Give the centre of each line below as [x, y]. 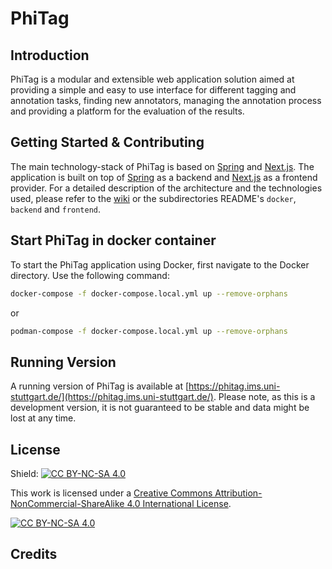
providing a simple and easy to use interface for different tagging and [153, 90]
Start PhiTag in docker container [113, 240]
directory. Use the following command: [90, 275]
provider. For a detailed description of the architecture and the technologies [166, 188]
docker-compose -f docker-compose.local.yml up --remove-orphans [149, 293]
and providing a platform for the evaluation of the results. [127, 111]
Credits [34, 554]
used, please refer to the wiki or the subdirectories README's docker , [153, 198]
